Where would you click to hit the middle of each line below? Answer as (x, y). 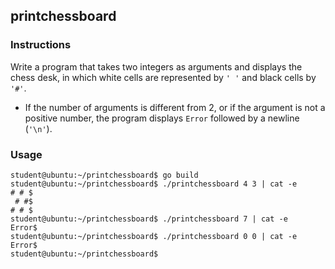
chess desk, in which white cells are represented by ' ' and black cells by (163, 77)
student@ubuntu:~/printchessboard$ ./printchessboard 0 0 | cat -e (154, 236)
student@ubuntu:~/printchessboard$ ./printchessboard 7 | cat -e (149, 219)
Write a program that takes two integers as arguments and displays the (156, 66)
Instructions (41, 45)
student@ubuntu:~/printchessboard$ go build (104, 175)
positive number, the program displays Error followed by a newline (162, 118)
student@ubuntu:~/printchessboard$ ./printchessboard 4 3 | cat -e (154, 184)
